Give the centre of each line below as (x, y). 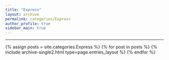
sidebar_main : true (26, 28)
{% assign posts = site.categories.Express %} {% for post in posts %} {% (81, 47)
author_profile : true (28, 24)
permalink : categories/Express (38, 19)
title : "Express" (23, 10)
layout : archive (22, 14)
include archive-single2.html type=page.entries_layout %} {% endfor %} (80, 52)
